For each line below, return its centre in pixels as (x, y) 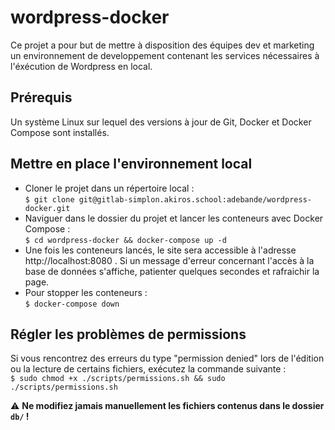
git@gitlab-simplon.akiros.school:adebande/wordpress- (195, 199)
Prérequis (41, 97)
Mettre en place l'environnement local (131, 164)
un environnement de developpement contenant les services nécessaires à (165, 55)
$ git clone (49, 199)
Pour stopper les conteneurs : (86, 292)
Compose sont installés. (60, 132)
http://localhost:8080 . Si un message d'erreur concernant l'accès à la (169, 260)
